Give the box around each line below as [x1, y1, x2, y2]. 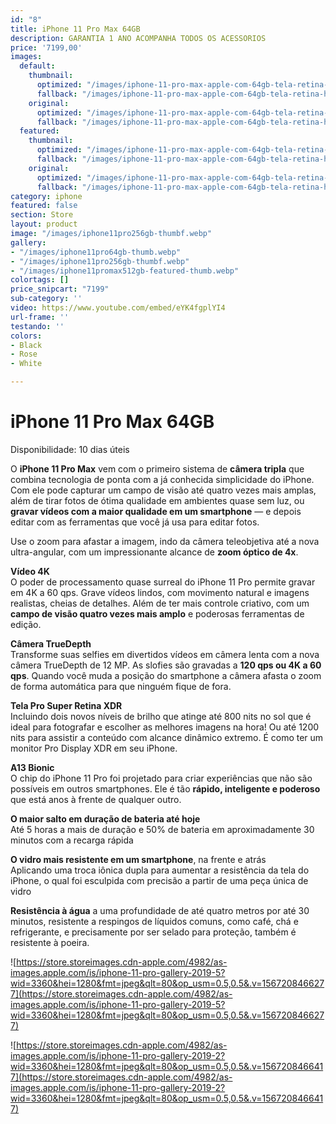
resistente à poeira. [10, 936, 90, 948]
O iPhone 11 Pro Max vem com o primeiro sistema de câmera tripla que [10, 462, 305, 475]
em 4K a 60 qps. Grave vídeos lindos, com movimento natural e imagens [10, 586, 310, 598]
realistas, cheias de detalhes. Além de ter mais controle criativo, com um [10, 597, 310, 609]
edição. [10, 618, 42, 630]
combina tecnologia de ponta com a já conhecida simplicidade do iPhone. [10, 473, 315, 485]
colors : [10, 331, 43, 341]
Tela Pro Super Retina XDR [10, 699, 123, 711]
